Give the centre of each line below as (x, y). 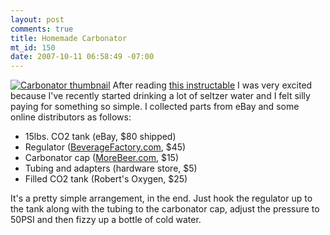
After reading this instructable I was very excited (212, 85)
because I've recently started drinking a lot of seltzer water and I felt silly (160, 96)
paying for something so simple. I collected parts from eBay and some (155, 107)
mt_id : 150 (33, 47)
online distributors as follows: (71, 117)
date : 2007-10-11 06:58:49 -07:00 (82, 57)
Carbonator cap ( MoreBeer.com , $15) (102, 158)
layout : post (37, 19)
